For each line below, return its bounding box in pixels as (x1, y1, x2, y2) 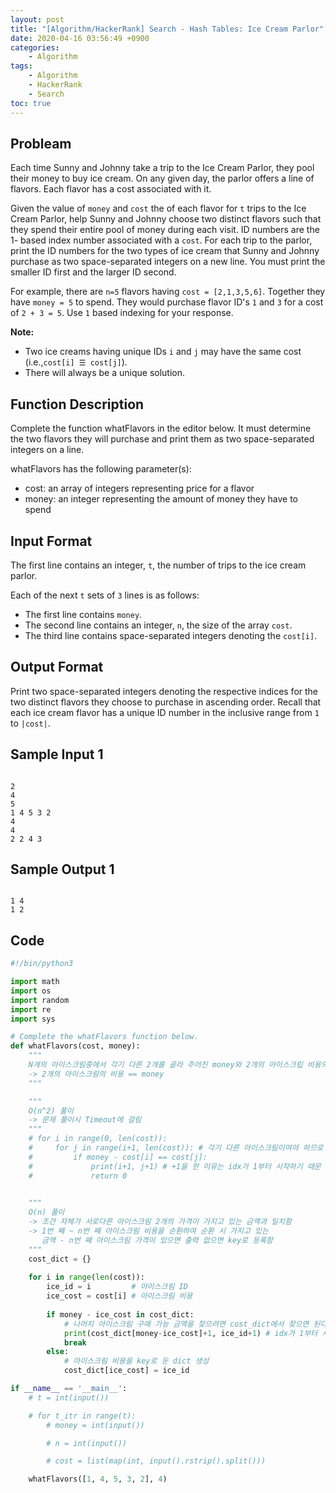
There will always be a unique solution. (24, 367, 186, 379)
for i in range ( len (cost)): (28, 1272, 145, 1283)
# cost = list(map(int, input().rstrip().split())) (46, 1456, 267, 1466)
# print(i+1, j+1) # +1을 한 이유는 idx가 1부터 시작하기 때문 (28, 1161, 322, 1171)
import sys (10, 1014, 56, 1024)
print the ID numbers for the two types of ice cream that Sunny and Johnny (10, 245, 320, 257)
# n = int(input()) (46, 1438, 128, 1448)
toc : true (10, 98, 52, 108)
